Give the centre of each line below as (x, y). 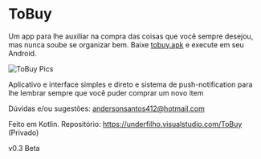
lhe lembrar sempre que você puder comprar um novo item (106, 92)
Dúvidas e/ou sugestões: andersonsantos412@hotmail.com (106, 108)
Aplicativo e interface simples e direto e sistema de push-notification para (130, 84)
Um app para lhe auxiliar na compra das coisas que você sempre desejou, (131, 36)
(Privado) (24, 132)
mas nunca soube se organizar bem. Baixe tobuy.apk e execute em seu (126, 44)
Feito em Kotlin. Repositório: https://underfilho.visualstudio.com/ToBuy (125, 124)
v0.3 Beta (24, 148)
